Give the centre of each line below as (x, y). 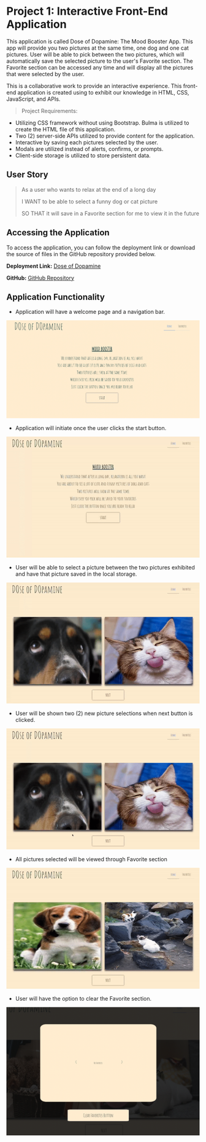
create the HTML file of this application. (65, 129)
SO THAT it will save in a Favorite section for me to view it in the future (110, 213)
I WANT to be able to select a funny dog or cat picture (90, 201)
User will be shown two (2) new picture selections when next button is (104, 713)
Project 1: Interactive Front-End (87, 11)
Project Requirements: (49, 111)
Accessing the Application (58, 233)
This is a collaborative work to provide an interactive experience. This (94, 86)
